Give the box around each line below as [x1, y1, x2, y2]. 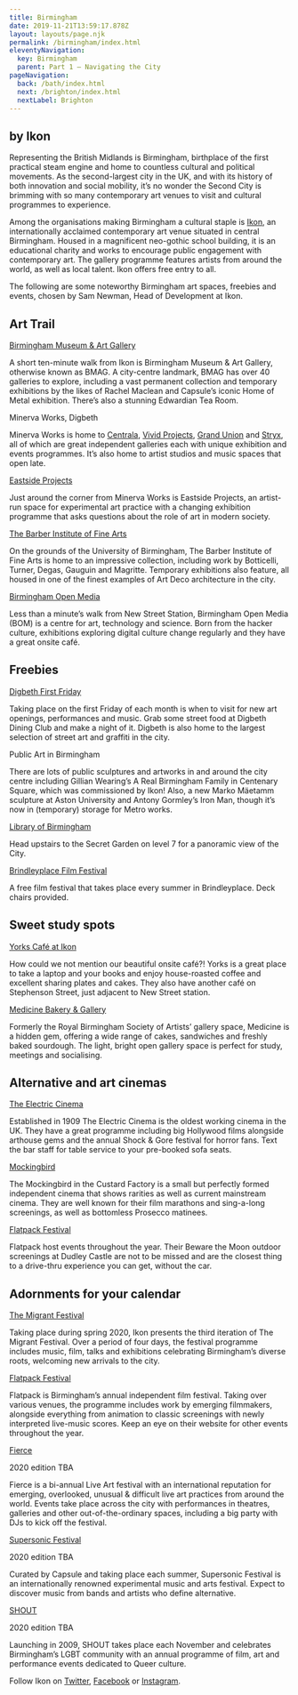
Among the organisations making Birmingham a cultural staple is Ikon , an [9, 217, 277, 228]
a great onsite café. [9, 637, 81, 647]
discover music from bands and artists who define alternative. [9, 1588, 237, 1599]
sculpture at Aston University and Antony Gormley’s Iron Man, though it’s [9, 794, 276, 805]
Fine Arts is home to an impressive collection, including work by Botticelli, [9, 555, 279, 566]
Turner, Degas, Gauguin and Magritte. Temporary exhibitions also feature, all [9, 565, 289, 574]
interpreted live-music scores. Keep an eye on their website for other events [9, 1418, 288, 1429]
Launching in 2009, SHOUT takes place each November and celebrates [9, 1640, 271, 1651]
